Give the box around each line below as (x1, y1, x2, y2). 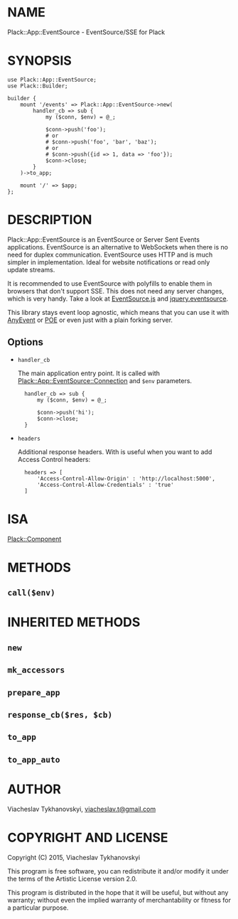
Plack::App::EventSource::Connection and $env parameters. (17, 376, 193, 385)
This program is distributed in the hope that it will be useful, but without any (7, 888, 229, 896)
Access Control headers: (17, 455, 91, 463)
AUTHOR (7, 781, 62, 797)
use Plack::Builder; (7, 82, 69, 90)
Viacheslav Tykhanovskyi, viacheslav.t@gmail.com (7, 805, 156, 813)
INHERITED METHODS (7, 614, 141, 630)
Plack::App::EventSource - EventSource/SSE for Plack (7, 28, 166, 36)
